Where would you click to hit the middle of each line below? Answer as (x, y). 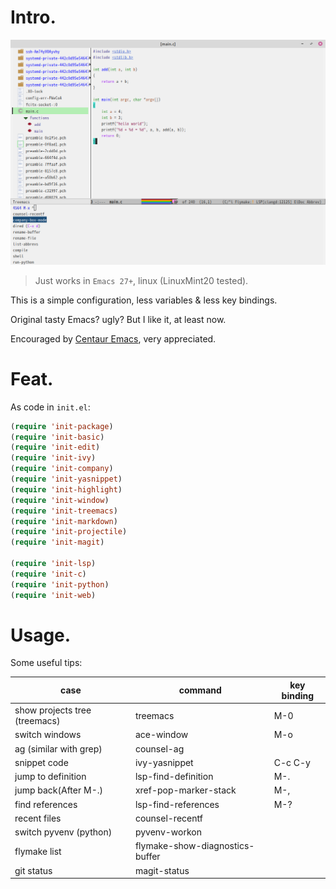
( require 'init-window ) (60, 500)
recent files (38, 818)
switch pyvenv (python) (63, 832)
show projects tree (53, 710)
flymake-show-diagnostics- (194, 846)
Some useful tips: (46, 663)
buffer (147, 857)
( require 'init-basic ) (57, 437)
